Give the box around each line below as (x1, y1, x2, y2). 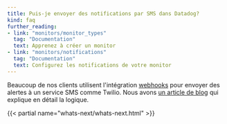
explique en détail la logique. (7, 95, 89, 104)
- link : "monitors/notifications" (7, 49, 107, 56)
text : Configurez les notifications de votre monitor (13, 62, 172, 69)
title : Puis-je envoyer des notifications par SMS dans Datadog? (7, 10, 199, 17)
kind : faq (7, 17, 36, 24)
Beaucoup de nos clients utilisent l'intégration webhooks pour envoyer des (7, 80, 220, 89)
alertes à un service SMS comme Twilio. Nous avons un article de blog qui (7, 88, 219, 96)
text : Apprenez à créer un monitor (13, 42, 116, 49)
